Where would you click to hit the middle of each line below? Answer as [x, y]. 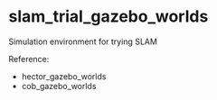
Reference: [29, 59]
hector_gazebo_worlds [64, 76]
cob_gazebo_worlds [59, 86]
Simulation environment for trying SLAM [83, 41]
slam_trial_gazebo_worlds [108, 17]
